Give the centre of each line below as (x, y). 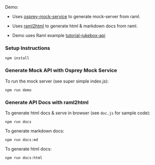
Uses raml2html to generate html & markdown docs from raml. (75, 26)
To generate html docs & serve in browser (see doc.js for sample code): (78, 113)
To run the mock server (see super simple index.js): (57, 81)
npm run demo (18, 90)
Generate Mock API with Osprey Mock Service (61, 70)
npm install (17, 58)
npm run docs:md (22, 140)
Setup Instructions (28, 48)
